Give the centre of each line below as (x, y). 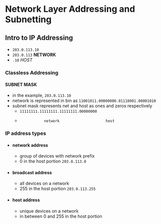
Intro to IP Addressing (39, 38)
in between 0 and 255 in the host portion (61, 216)
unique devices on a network (49, 211)
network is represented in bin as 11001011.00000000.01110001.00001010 (84, 101)
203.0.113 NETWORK (34, 55)
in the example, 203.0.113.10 (42, 96)
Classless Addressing (32, 72)
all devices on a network (44, 184)
